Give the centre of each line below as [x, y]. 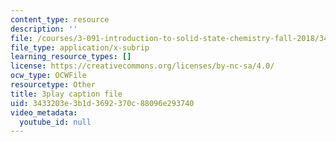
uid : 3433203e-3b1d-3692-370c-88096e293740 [102, 103]
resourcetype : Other [53, 85]
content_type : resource [60, 19]
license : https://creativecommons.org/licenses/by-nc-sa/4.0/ [142, 66]
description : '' [44, 29]
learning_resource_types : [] [71, 57]
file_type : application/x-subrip [80, 47]
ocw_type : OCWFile [48, 76]
